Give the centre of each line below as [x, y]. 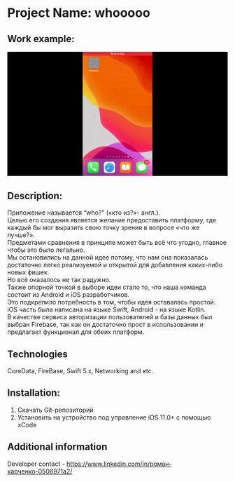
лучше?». [21, 235]
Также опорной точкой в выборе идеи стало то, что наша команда [107, 287]
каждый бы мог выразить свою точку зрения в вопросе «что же [104, 228]
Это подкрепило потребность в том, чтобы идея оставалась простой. [112, 302]
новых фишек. [28, 272]
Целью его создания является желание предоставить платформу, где [112, 220]
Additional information [57, 447]
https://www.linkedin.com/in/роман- [119, 464]
